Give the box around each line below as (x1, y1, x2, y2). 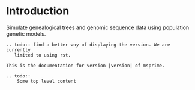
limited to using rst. (14, 52, 71, 58)
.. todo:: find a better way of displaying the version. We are (6, 42, 170, 48)
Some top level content (17, 78, 77, 84)
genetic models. (6, 30, 46, 37)
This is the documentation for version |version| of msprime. (6, 63, 165, 69)
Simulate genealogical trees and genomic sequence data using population (6, 24, 190, 31)
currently (6, 46, 31, 53)
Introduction (6, 4, 70, 18)
